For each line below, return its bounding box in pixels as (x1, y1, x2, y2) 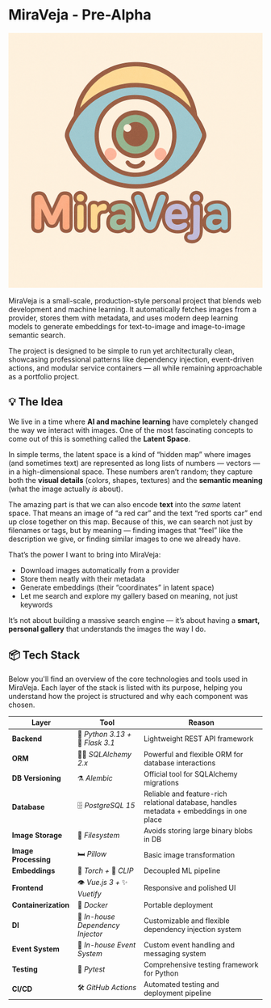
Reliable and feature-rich (144, 789, 227, 798)
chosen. (8, 700, 35, 709)
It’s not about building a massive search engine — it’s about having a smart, (8, 615, 261, 625)
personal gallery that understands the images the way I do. (8, 624, 206, 633)
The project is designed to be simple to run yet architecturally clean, (8, 345, 236, 355)
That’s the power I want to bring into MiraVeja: (8, 549, 161, 559)
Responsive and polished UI (144, 883, 236, 893)
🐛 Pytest (77, 964, 106, 974)
